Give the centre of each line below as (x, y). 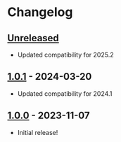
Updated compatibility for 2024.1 (65, 93)
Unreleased (33, 38)
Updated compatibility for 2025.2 (65, 55)
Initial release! (38, 132)
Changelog (40, 12)
